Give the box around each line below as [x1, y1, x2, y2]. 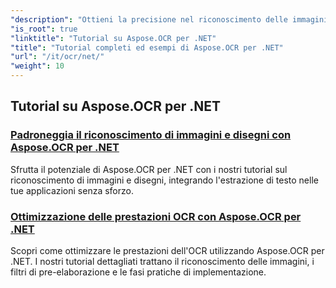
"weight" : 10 [10, 61, 65, 71]
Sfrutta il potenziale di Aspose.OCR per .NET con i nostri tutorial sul [10, 163, 288, 175]
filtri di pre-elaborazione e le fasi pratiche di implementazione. [10, 266, 267, 278]
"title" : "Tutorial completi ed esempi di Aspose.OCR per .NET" [10, 42, 284, 53]
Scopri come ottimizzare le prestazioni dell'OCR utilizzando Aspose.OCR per [10, 244, 325, 256]
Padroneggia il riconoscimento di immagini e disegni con [10, 128, 292, 142]
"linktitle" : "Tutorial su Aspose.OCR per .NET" [10, 33, 217, 43]
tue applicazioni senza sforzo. [10, 184, 134, 196]
